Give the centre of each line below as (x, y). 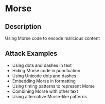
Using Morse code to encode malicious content (52, 38)
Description (23, 27)
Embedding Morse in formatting (44, 81)
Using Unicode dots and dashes (44, 76)
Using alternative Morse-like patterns (49, 96)
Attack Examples (31, 53)
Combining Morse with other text (45, 91)
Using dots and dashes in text (42, 65)
